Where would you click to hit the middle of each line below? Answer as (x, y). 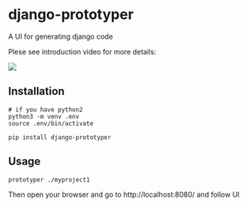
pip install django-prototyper (60, 137)
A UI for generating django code (61, 36)
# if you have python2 (46, 109)
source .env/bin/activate (51, 123)
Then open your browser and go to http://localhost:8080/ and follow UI (124, 194)
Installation (36, 91)
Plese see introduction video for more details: (82, 51)
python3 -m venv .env (44, 116)
